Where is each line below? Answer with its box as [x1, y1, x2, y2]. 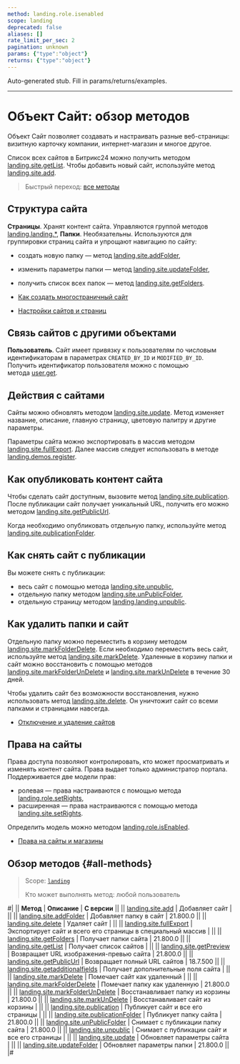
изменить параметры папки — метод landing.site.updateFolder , [17, 265, 210, 273]
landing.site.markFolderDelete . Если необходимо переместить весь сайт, [7, 644, 229, 653]
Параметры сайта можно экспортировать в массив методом [7, 437, 195, 446]
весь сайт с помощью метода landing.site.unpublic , [17, 582, 174, 591]
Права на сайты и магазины [17, 837, 104, 845]
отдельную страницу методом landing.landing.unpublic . [17, 597, 187, 606]
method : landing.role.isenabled [7, 10, 104, 18]
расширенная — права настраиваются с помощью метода [17, 801, 198, 810]
